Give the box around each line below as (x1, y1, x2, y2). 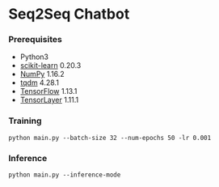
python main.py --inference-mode (8, 171, 121, 179)
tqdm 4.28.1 (19, 78, 59, 87)
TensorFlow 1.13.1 (19, 87, 78, 96)
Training (8, 115, 42, 126)
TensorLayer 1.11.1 (19, 95, 79, 105)
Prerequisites (8, 34, 62, 45)
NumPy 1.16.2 (19, 70, 65, 79)
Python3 (19, 52, 48, 62)
